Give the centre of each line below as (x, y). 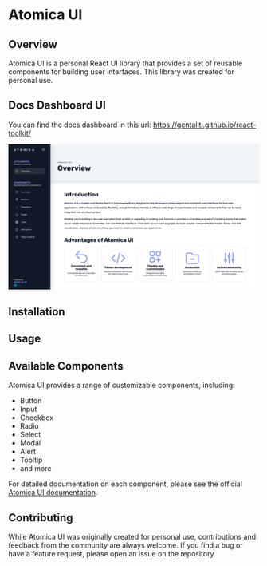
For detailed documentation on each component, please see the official (126, 484)
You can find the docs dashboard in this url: (80, 125)
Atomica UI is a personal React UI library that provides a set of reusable (126, 63)
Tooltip (31, 460)
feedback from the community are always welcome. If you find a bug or (126, 545)
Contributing (41, 518)
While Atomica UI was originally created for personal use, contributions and (132, 537)
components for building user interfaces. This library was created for (122, 72)
